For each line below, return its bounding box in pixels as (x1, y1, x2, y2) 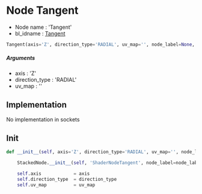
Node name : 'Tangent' (14, 23, 72, 31)
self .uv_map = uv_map (17, 181, 96, 188)
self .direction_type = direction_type (17, 177, 117, 183)
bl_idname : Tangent (14, 29, 66, 37)
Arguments (6, 55, 35, 62)
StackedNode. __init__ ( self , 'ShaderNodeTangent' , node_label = (17, 160, 176, 166)
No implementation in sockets (6, 115, 80, 123)
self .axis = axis (17, 171, 90, 177)
